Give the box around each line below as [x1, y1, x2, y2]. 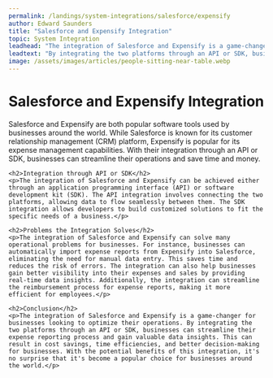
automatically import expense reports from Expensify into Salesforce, [8, 247, 256, 256]
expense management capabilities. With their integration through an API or [8, 145, 258, 154]
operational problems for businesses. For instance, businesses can [8, 241, 245, 249]
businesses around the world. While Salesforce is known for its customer [8, 128, 253, 137]
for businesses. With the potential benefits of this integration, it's [8, 347, 260, 355]
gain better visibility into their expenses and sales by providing [8, 269, 245, 277]
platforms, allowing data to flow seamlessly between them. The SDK [8, 198, 245, 206]
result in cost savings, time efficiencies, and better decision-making [8, 340, 260, 348]
